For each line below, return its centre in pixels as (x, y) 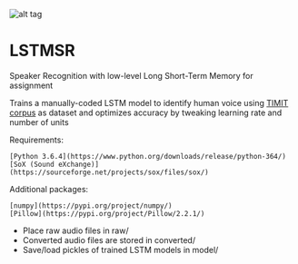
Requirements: (36, 140)
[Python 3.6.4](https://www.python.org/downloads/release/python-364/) (148, 156)
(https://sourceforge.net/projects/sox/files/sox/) (109, 172)
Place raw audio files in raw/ (75, 230)
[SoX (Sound (32, 164)
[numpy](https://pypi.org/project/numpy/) (91, 205)
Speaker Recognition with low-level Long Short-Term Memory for (132, 75)
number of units (40, 122)
